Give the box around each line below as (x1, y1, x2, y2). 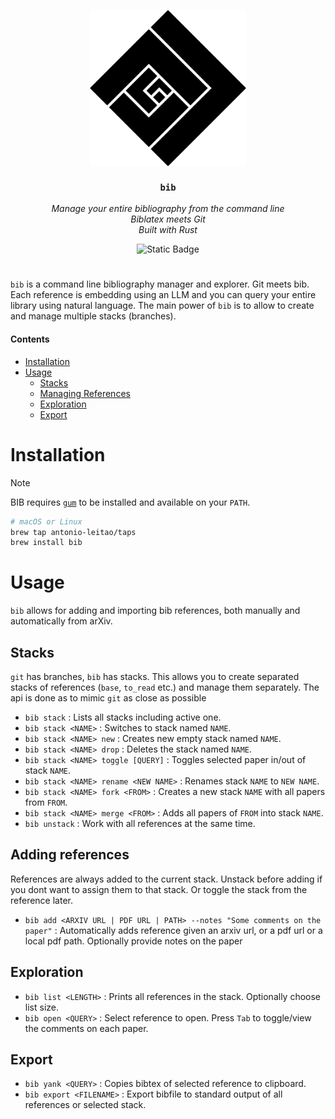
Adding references (10, 846, 130, 864)
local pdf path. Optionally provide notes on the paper (24, 935, 243, 947)
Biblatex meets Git (130, 213, 206, 225)
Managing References (39, 387, 131, 399)
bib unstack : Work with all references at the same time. (24, 818, 256, 829)
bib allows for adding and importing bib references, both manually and (10, 605, 301, 617)
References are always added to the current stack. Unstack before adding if (10, 873, 323, 885)
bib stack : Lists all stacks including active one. (24, 711, 222, 723)
